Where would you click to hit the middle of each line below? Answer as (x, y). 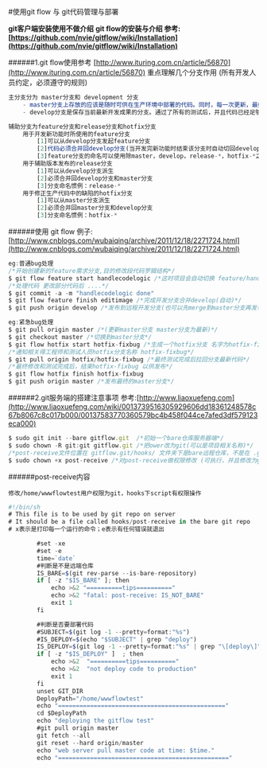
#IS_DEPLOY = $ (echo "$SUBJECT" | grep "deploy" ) (117, 639)
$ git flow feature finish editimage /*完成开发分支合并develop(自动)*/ (125, 301)
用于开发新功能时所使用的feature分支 (77, 134)
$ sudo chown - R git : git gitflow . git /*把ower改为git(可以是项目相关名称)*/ (131, 445)
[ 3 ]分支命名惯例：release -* (79, 185)
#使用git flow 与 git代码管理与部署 (64, 12)
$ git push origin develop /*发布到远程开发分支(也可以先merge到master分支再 (130, 308)
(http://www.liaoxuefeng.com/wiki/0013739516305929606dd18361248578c (132, 407)
